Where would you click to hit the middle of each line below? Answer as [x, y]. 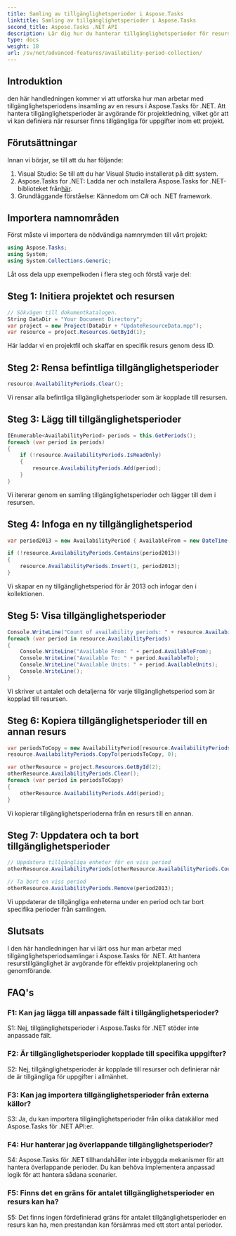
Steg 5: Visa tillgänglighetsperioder [87, 616]
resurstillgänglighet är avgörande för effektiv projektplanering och [103, 963]
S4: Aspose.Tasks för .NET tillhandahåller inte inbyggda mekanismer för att [116, 1160]
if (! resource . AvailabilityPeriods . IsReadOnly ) [91, 455]
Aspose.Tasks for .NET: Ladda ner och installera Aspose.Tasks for [113, 181]
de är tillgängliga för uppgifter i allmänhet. [68, 1076]
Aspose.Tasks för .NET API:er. [51, 1126]
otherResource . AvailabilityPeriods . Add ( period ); [92, 793]
